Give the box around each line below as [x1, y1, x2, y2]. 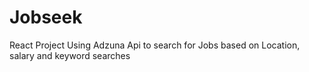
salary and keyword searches [9, 49, 131, 61]
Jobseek [9, 6, 83, 29]
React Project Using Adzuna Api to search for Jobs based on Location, [9, 39, 301, 51]
